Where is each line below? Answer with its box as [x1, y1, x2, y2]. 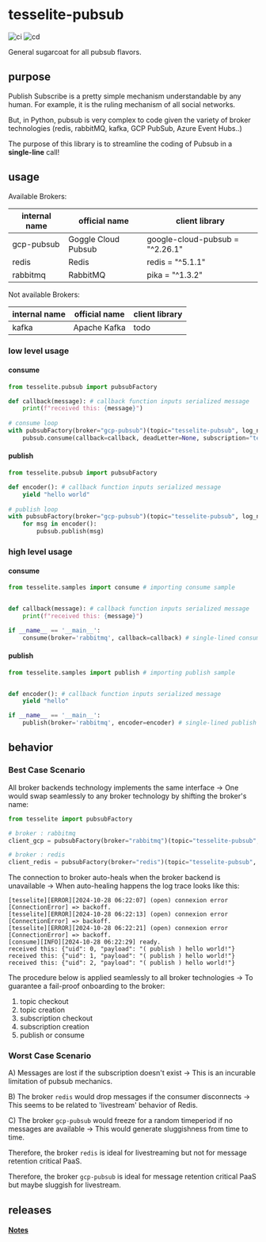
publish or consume [19, 1030, 85, 1040]
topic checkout [19, 997, 69, 1006]
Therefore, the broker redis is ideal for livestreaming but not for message [8, 1148, 247, 1158]
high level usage [8, 546, 73, 557]
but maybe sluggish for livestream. [8, 1180, 121, 1190]
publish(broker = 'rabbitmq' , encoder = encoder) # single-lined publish [22, 719, 257, 727]
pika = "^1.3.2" [146, 269, 203, 280]
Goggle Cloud [68, 233, 120, 244]
